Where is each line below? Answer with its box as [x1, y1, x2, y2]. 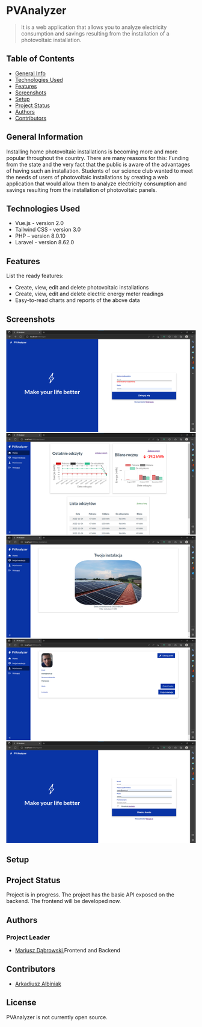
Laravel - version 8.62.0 [14, 239, 75, 246]
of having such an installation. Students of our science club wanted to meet [6, 167, 194, 174]
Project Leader [6, 933, 50, 942]
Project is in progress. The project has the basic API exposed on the [6, 891, 174, 898]
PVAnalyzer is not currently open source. [6, 1013, 108, 1020]
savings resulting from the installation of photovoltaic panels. [6, 186, 158, 193]
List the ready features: [6, 272, 64, 280]
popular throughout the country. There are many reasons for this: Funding [6, 154, 189, 161]
